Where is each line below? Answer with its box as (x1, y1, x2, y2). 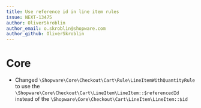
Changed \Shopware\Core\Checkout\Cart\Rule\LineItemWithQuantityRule (14, 76, 195, 84)
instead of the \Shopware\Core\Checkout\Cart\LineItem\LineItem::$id (14, 95, 188, 103)
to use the (14, 83, 40, 90)
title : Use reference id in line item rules (6, 8, 119, 15)
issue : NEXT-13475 (6, 14, 52, 20)
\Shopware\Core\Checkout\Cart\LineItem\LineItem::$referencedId (14, 90, 179, 96)
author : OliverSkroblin (6, 20, 66, 26)
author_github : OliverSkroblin (6, 31, 85, 37)
